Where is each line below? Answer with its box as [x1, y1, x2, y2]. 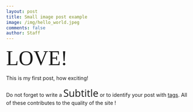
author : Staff [6, 30, 41, 36]
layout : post [6, 8, 38, 15]
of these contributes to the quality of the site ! [6, 100, 116, 107]
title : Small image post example [6, 14, 88, 20]
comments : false [6, 24, 46, 31]
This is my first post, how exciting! [6, 75, 89, 82]
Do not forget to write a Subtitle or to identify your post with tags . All [6, 86, 187, 100]
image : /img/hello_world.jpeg [6, 19, 80, 25]
